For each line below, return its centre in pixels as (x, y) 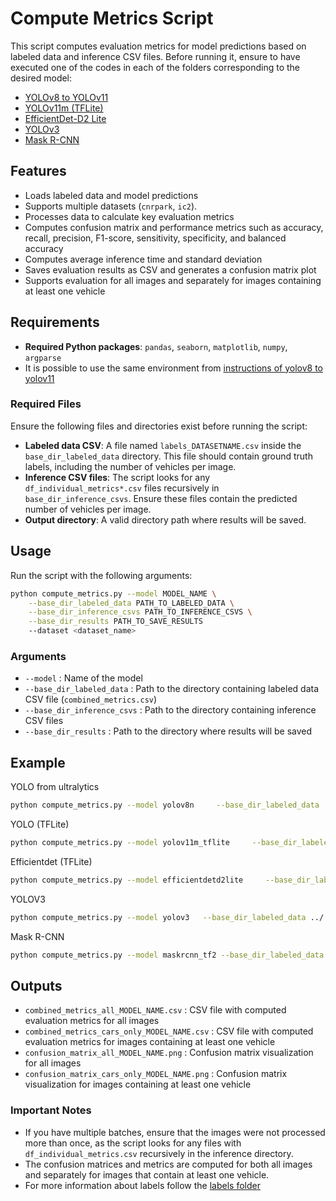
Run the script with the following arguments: (101, 575)
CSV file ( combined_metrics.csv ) (91, 699)
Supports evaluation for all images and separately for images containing (173, 280)
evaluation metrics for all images (92, 1021)
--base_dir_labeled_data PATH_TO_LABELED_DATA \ (131, 603)
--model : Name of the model (83, 678)
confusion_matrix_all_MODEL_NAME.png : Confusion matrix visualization (169, 1053)
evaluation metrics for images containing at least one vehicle (150, 1042)
